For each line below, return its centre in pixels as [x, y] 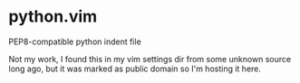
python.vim [53, 17]
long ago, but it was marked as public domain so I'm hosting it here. [135, 69]
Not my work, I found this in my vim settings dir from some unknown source [150, 59]
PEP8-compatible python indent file [75, 41]
